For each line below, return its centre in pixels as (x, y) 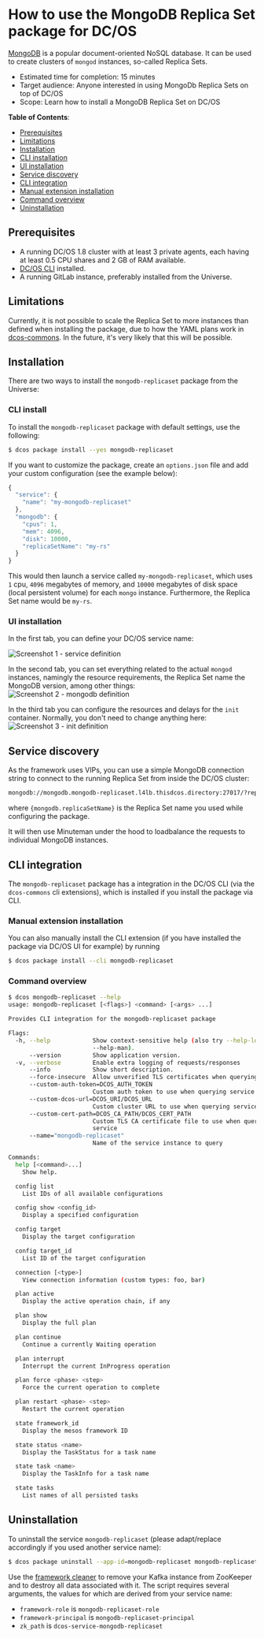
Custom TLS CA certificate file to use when (167, 1121)
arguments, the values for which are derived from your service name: (120, 1593)
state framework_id (47, 1423)
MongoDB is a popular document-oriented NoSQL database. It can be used (130, 53)
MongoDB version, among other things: (72, 686)
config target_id (44, 1251)
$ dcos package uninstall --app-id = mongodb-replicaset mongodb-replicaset (133, 1562)
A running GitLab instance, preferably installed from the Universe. (126, 277)
